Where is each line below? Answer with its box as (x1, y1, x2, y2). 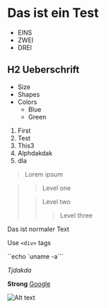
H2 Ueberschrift (7, 64, 80, 76)
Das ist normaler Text (7, 225, 69, 233)
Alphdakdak (17, 148, 53, 157)
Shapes (17, 90, 40, 98)
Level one (42, 184, 71, 192)
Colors (17, 97, 37, 106)
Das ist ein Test (7, 5, 99, 21)
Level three (59, 211, 93, 220)
